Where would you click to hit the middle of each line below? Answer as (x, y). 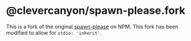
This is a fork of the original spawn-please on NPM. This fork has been (92, 27)
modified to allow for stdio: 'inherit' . (54, 32)
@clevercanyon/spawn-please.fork (96, 11)
